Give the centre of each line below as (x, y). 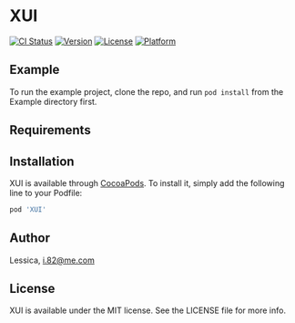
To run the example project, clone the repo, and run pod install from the (147, 91)
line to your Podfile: (46, 193)
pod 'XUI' (28, 209)
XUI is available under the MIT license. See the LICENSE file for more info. (148, 310)
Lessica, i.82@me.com (52, 260)
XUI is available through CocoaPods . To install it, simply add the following (147, 182)
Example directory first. (53, 101)
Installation (42, 161)
